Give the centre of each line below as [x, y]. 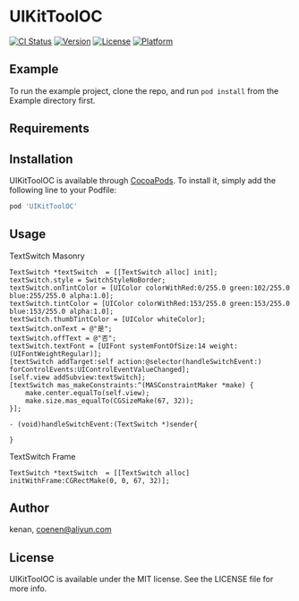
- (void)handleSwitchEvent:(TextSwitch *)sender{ [104, 424]
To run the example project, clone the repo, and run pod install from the [144, 90]
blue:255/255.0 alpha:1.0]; [62, 296]
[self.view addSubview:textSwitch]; [77, 377]
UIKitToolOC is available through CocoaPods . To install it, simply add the [142, 180]
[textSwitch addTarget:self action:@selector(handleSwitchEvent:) [136, 361]
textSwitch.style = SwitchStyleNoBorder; [88, 280]
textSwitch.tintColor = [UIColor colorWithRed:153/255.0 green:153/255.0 [150, 303]
